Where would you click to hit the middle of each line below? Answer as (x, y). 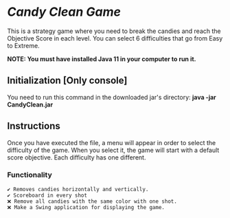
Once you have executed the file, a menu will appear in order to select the (112, 142)
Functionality (30, 175)
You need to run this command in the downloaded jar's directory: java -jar (112, 97)
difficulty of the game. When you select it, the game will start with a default (113, 150)
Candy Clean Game (64, 12)
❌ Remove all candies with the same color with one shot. (92, 201)
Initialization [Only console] (67, 81)
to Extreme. (23, 45)
